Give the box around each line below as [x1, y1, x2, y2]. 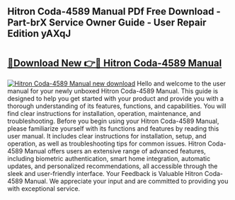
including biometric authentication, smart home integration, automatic [7, 155, 211, 163]
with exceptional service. [7, 184, 80, 193]
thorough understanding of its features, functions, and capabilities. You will [7, 102, 227, 110]
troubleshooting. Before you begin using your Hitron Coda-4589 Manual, [7, 117, 219, 125]
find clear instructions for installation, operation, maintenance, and [7, 110, 201, 117]
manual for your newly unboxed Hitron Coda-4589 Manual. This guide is [7, 87, 218, 95]
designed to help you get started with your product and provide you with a [7, 95, 224, 102]
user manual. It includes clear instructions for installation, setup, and [7, 132, 207, 140]
